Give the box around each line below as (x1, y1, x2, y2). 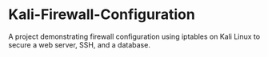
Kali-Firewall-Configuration (8, 6, 196, 24)
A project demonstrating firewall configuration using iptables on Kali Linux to (8, 32, 261, 41)
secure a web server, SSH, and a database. (8, 40, 150, 49)
